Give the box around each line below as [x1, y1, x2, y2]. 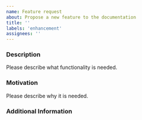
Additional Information [6, 107, 73, 115]
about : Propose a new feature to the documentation [6, 14, 136, 20]
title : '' [6, 20, 31, 26]
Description [6, 50, 41, 59]
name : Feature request [6, 8, 62, 15]
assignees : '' [6, 31, 41, 37]
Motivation [6, 78, 38, 87]
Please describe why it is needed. [6, 92, 89, 99]
